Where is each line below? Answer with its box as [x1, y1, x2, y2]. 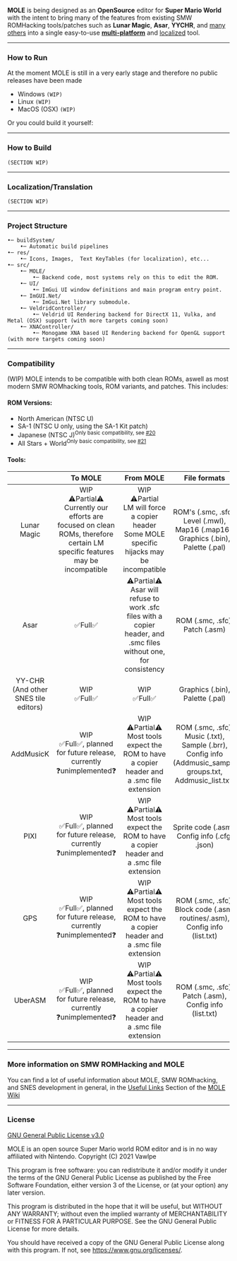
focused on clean [57, 521, 115, 531]
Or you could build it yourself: [7, 119, 94, 127]
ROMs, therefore [59, 529, 114, 539]
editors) [17, 702, 44, 712]
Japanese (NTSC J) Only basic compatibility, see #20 [17, 429, 156, 439]
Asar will [130, 585, 159, 595]
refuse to [129, 593, 160, 603]
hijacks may [124, 547, 164, 557]
